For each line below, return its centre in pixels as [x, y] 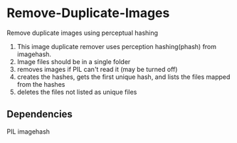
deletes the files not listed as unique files [77, 92]
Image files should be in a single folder [74, 61]
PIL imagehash [28, 131]
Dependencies [39, 114]
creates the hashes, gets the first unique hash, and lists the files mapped [123, 77]
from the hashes [41, 84]
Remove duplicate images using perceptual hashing [82, 33]
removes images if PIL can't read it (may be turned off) [97, 69]
